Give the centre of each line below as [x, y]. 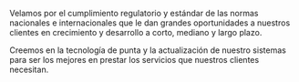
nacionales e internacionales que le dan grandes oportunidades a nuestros [150, 23]
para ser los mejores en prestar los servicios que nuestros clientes [134, 60]
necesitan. [29, 69]
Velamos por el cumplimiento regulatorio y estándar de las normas [134, 13]
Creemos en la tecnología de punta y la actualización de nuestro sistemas [148, 50]
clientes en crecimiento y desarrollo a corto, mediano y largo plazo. [136, 32]
